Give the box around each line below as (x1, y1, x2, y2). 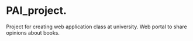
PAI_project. (6, 4, 67, 17)
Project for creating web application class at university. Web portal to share (6, 23, 187, 30)
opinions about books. (6, 29, 60, 36)
